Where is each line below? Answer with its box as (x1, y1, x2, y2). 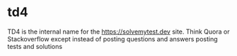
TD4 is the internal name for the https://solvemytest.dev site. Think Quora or (7, 27, 230, 36)
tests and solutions (7, 42, 62, 50)
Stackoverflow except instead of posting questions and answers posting (7, 34, 218, 43)
